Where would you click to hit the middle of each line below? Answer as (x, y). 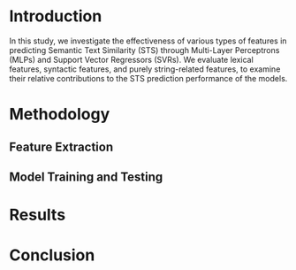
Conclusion (52, 255)
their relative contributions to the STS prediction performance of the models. (148, 78)
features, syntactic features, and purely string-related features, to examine (145, 69)
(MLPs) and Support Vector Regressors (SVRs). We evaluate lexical (131, 59)
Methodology (60, 115)
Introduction (56, 16)
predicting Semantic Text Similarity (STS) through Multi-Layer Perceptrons (144, 50)
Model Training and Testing (86, 177)
